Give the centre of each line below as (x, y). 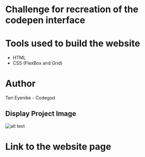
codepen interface (45, 20)
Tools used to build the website (73, 44)
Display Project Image (41, 114)
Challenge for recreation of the (72, 9)
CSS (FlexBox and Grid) (38, 63)
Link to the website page (58, 147)
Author (20, 84)
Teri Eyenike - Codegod (30, 98)
